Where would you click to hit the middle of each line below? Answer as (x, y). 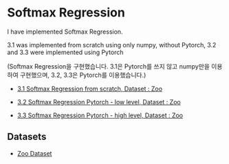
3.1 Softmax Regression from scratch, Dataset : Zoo (90, 89)
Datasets (27, 137)
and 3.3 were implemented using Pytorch (65, 52)
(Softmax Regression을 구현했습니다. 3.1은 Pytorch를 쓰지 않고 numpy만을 (108, 66)
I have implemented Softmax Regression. (65, 32)
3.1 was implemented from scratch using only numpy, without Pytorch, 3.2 (112, 45)
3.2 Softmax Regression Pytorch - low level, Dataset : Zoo (99, 102)
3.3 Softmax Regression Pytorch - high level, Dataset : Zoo (100, 115)
